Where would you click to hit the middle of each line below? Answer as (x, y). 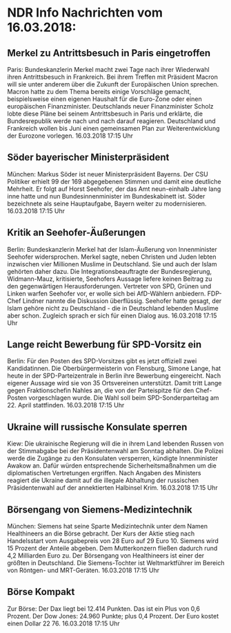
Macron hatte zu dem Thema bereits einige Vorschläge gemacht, (99, 92)
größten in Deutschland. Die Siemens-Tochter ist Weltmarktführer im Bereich (116, 563)
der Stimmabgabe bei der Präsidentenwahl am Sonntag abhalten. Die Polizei (115, 451)
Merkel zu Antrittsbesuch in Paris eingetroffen (109, 53)
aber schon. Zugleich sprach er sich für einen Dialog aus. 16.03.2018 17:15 (112, 315)
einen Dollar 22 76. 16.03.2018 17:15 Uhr (63, 623)
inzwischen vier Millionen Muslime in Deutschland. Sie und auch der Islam (112, 264)
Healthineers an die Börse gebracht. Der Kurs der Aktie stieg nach (101, 533)
